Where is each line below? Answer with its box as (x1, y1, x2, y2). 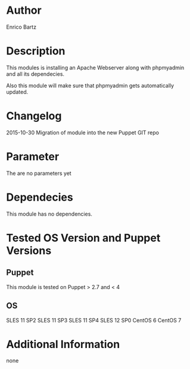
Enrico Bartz (6, 23, 37, 30)
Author (6, 4, 42, 17)
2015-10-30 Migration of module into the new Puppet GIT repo (6, 129, 160, 136)
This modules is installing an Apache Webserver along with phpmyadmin (6, 64, 185, 71)
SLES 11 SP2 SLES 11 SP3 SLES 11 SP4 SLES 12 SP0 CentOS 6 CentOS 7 (6, 316, 182, 324)
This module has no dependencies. (6, 210, 92, 217)
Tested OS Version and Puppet (6, 231, 161, 245)
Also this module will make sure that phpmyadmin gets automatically (6, 82, 175, 89)
